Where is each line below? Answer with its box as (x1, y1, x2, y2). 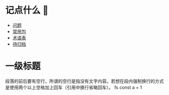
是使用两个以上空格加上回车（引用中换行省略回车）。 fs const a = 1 (5, 84, 142, 90)
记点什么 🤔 (5, 5, 49, 16)
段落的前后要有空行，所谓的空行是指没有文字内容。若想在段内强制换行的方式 (5, 78, 164, 84)
